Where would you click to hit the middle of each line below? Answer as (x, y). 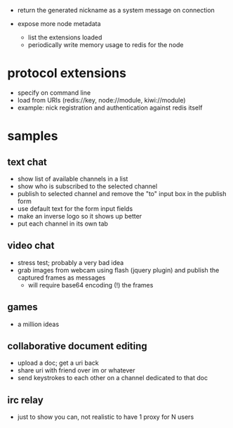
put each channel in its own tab (63, 223)
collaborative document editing (77, 346)
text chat (27, 162)
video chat (31, 246)
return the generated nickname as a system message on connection (116, 10)
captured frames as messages (61, 278)
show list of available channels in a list (73, 179)
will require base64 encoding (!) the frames (91, 285)
